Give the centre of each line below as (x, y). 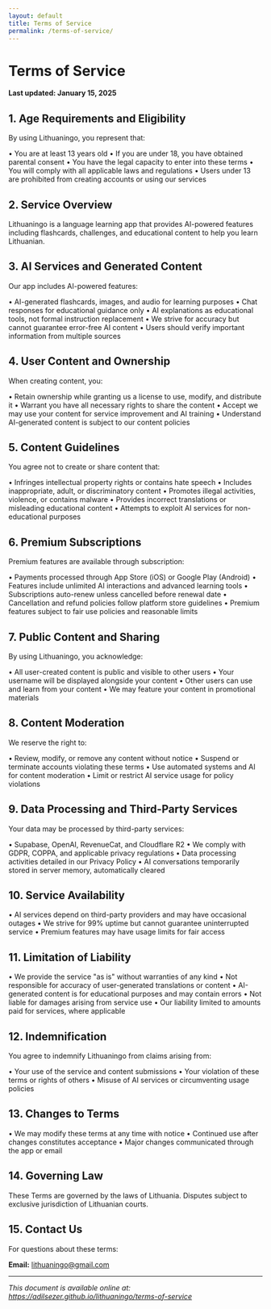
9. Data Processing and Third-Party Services (123, 809)
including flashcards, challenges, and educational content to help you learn (133, 232)
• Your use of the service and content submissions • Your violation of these (134, 1072)
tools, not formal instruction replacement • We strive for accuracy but (124, 319)
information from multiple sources (65, 336)
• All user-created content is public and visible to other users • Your (121, 672)
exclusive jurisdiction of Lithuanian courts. (79, 1204)
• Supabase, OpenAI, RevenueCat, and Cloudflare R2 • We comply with (127, 844)
